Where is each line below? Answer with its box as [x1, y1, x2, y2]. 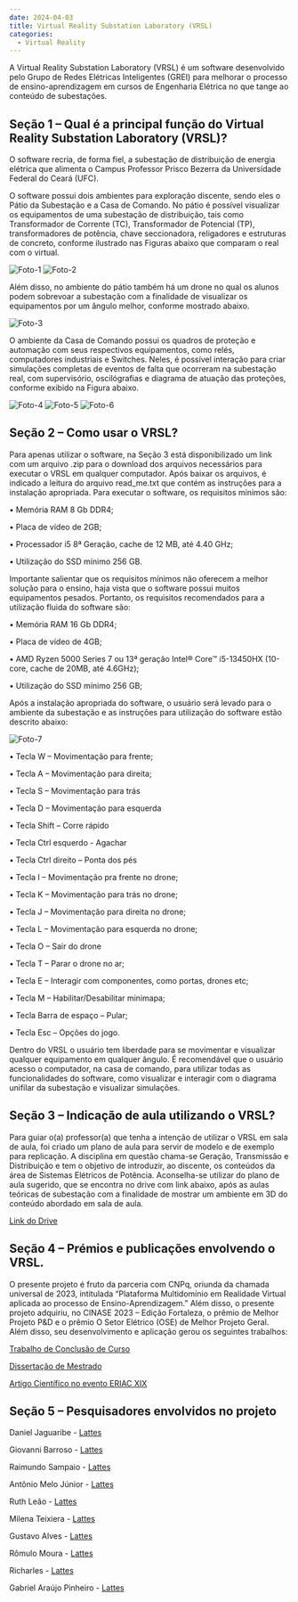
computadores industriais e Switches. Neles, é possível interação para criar [9, 354, 286, 365]
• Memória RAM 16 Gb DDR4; [9, 618, 117, 629]
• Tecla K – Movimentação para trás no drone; [9, 888, 178, 900]
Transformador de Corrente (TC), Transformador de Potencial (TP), [9, 219, 255, 230]
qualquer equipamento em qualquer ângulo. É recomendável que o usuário [9, 1053, 284, 1065]
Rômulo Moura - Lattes [9, 1548, 93, 1559]
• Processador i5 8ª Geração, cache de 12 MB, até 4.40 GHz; [9, 538, 234, 549]
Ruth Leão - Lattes [9, 1496, 77, 1507]
